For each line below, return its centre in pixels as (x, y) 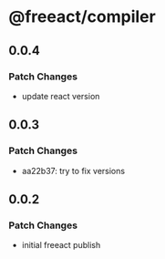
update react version (61, 96)
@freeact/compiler (82, 17)
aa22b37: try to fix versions (73, 171)
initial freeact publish (61, 245)
